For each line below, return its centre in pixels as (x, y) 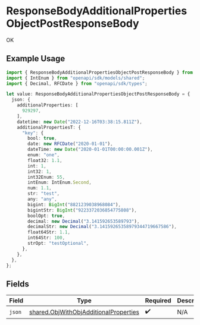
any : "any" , (43, 199)
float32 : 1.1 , (45, 160)
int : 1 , (37, 166)
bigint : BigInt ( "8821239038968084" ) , (74, 204)
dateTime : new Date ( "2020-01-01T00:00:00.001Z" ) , (90, 150)
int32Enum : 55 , (46, 177)
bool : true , (43, 138)
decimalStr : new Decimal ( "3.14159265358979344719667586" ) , (102, 227)
